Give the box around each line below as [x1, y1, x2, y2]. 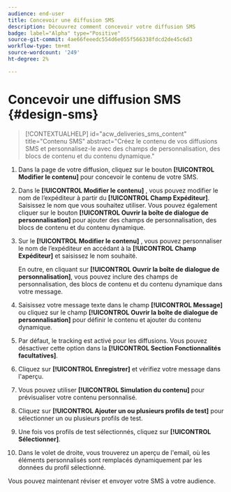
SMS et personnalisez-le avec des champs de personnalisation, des [24, 144, 221, 153]
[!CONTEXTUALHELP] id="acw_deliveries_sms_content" [24, 130, 187, 138]
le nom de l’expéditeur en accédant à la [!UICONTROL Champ [17, 244, 197, 252]
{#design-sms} [8, 106, 99, 122]
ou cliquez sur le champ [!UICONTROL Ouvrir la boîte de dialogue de [17, 308, 218, 316]
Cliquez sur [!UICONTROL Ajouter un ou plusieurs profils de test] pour [17, 406, 224, 415]
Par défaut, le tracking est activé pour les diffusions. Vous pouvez [17, 336, 208, 345]
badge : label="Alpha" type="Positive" [8, 29, 121, 37]
